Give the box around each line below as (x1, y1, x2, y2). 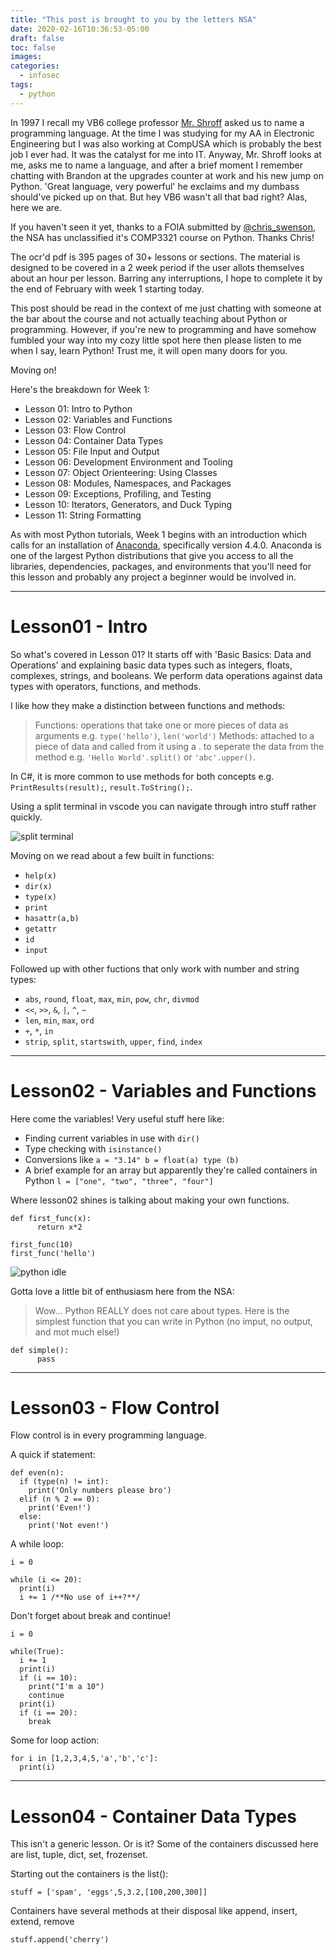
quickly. (10, 811, 43, 823)
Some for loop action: (10, 1734, 100, 1746)
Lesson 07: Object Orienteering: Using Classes (24, 466, 218, 478)
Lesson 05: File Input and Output (24, 445, 160, 457)
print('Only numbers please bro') (28, 1486, 172, 1496)
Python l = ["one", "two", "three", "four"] (24, 1174, 214, 1186)
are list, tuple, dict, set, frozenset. (10, 1849, 148, 1861)
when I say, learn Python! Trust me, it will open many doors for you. (10, 344, 288, 356)
